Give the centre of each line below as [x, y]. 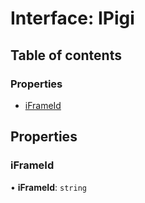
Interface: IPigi [72, 18]
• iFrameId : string [48, 187]
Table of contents [66, 55]
